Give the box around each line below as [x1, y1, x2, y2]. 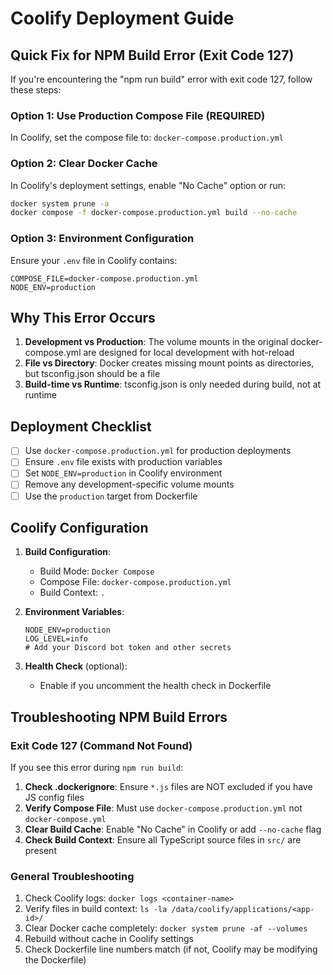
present [24, 845, 57, 857]
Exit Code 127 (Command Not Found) [10, 738, 193, 752]
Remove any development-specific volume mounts [24, 478, 235, 491]
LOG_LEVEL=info [24, 634, 89, 644]
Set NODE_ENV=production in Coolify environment [24, 467, 223, 479]
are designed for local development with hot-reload [83, 347, 295, 359]
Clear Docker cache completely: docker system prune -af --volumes [24, 922, 308, 934]
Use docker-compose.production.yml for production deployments [24, 445, 292, 457]
